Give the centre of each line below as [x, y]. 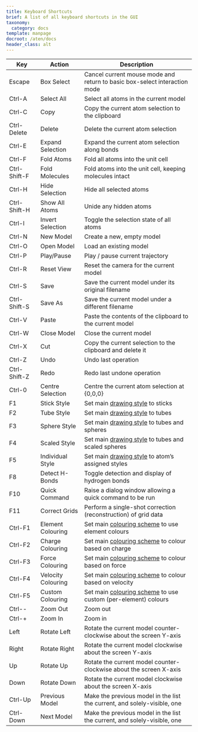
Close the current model [118, 333]
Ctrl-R [18, 269]
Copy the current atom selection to [132, 108]
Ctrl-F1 [20, 527]
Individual [54, 456]
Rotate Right [57, 648]
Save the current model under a [128, 299]
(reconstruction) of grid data [123, 514]
